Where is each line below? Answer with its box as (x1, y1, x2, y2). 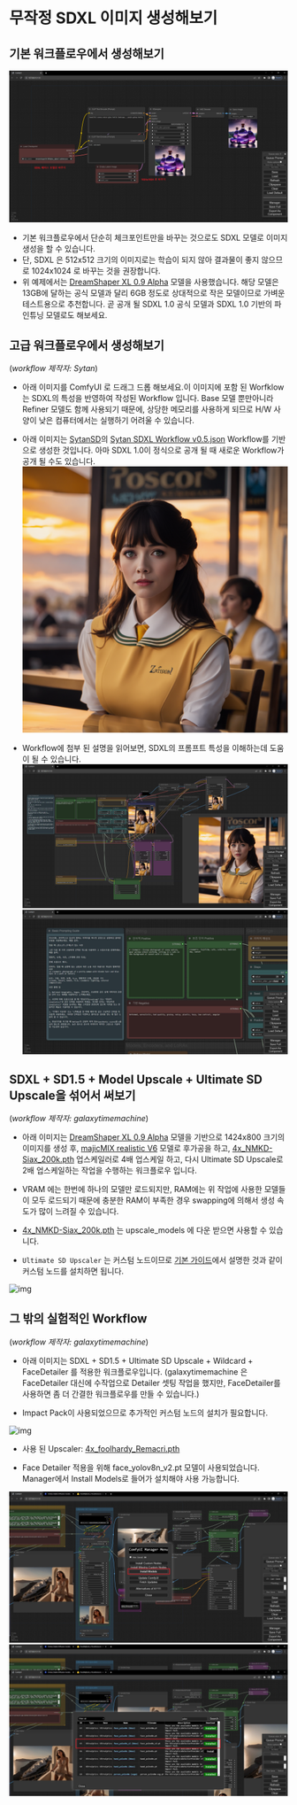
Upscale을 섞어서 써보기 (9, 1088, 136, 1103)
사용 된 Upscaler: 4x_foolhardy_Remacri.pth (21, 1443, 180, 1453)
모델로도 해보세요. (45, 309, 108, 320)
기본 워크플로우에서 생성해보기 (9, 46, 165, 61)
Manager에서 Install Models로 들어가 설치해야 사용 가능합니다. (21, 1473, 240, 1484)
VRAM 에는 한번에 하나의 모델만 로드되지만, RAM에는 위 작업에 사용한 (21, 1183, 263, 1194)
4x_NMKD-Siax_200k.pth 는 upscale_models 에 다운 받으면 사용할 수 (21, 1224, 268, 1236)
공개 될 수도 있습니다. (21, 456, 95, 467)
